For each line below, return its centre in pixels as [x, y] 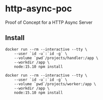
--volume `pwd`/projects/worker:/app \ [55, 84]
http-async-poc [39, 9]
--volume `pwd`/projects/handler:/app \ [56, 58]
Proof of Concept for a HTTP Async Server [49, 22]
